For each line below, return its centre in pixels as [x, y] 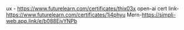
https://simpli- [159, 15]
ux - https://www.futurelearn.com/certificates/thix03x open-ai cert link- [93, 9]
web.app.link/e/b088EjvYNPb [42, 21]
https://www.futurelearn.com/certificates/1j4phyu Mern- [74, 15]
